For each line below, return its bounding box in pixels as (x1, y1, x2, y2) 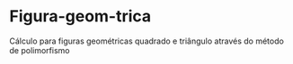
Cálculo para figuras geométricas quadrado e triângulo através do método (9, 36, 285, 46)
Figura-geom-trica (9, 6, 152, 27)
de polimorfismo (9, 44, 70, 55)
